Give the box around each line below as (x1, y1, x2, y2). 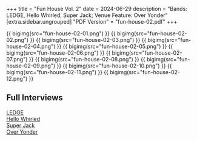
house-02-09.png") (6, 62, 56, 69)
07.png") (6, 56, 28, 63)
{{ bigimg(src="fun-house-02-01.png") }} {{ (6, 30, 116, 37)
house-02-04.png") (6, 43, 56, 50)
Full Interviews (6, 92, 64, 103)
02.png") (6, 36, 29, 43)
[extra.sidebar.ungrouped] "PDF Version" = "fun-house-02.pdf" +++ (6, 18, 178, 25)
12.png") (6, 75, 28, 82)
